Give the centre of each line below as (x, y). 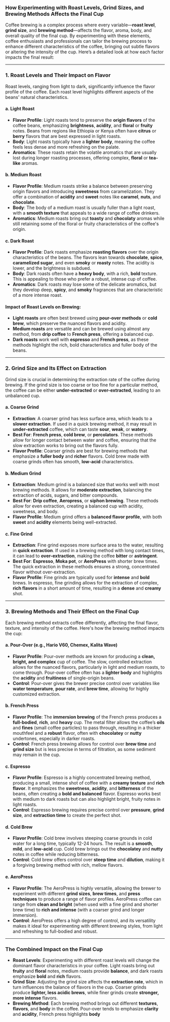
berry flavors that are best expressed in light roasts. (67, 136)
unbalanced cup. (23, 395)
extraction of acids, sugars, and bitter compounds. (65, 495)
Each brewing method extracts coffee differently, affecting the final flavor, (82, 623)
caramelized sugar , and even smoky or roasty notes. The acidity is (83, 263)
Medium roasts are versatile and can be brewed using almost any (81, 329)
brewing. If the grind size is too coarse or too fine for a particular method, (82, 385)
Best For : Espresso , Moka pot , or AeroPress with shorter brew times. (85, 561)
